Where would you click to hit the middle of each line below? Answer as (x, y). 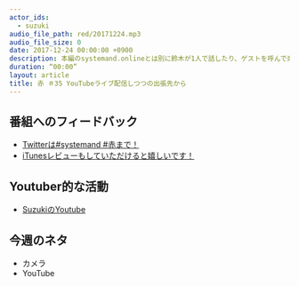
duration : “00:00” (43, 68)
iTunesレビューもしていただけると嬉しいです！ (108, 155)
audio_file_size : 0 (45, 42)
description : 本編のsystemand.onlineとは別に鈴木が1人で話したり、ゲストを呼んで (148, 59)
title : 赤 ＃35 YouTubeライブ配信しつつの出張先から (98, 83)
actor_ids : (29, 17)
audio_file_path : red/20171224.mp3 (75, 34)
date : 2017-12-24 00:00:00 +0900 (71, 51)
